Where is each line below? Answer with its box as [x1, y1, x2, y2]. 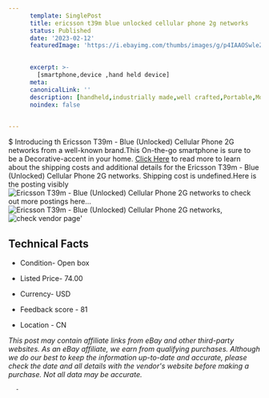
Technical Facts [8, 237, 90, 251]
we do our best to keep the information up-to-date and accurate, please [8, 352, 247, 362]
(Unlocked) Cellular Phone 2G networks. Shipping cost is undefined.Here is [8, 171, 257, 181]
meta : [29, 78, 48, 86]
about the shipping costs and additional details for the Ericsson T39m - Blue [8, 163, 259, 172]
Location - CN [19, 320, 66, 329]
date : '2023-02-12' [29, 34, 94, 42]
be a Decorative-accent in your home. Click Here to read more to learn [8, 154, 242, 164]
